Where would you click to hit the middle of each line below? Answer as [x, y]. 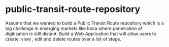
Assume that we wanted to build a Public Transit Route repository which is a [84, 23]
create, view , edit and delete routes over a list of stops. [63, 39]
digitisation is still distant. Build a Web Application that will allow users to [81, 33]
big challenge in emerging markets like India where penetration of [74, 28]
